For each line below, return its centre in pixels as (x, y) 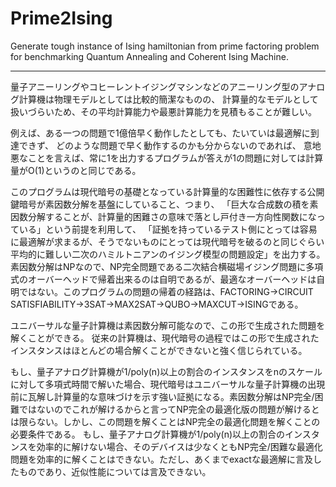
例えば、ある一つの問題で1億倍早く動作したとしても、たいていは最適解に (160, 133)
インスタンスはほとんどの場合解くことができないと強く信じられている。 (159, 350)
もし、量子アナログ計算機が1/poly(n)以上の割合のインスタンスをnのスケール (166, 371)
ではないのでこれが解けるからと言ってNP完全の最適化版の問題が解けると (169, 409)
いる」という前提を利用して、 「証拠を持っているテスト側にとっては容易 (168, 229)
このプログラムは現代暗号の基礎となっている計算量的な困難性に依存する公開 (167, 191)
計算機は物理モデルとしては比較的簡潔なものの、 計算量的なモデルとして (168, 99)
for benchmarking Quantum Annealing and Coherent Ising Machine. (149, 56)
